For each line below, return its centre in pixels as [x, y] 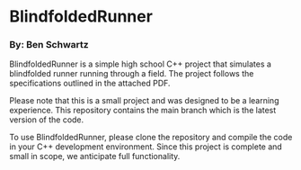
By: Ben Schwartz [49, 45]
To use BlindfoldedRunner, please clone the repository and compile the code [151, 138]
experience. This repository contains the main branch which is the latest [143, 111]
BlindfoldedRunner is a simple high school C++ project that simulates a [141, 64]
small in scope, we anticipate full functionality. [95, 157]
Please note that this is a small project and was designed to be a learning [144, 101]
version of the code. [47, 120]
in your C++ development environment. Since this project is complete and [146, 147]
